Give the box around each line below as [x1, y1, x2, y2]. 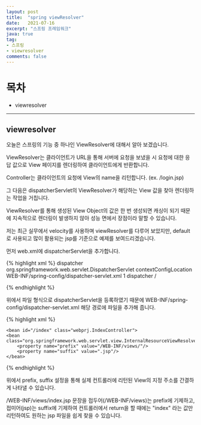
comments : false [6, 53, 47, 59]
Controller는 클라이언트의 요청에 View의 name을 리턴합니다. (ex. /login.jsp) [6, 174, 184, 181]
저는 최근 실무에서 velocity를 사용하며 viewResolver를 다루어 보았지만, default [6, 228, 190, 235]
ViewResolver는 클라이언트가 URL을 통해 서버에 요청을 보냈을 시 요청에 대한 [6, 154, 184, 161]
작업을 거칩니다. [12, 194, 50, 202]
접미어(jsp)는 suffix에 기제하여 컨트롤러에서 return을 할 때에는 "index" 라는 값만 [6, 405, 193, 412]
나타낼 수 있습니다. [12, 384, 56, 391]
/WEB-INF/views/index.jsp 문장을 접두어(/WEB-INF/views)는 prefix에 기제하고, [6, 397, 195, 404]
